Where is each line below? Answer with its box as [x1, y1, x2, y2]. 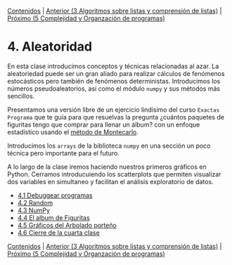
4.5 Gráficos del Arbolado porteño [17, 221, 117, 229]
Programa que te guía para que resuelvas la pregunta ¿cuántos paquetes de [7, 112, 225, 121]
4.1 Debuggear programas [17, 190, 93, 200]
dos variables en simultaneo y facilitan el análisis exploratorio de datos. [7, 177, 214, 186]
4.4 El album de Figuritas [17, 213, 90, 221]
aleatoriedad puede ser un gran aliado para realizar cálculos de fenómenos [7, 69, 225, 77]
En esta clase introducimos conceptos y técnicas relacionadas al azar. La [7, 62, 219, 70]
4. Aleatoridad [7, 39, 93, 55]
